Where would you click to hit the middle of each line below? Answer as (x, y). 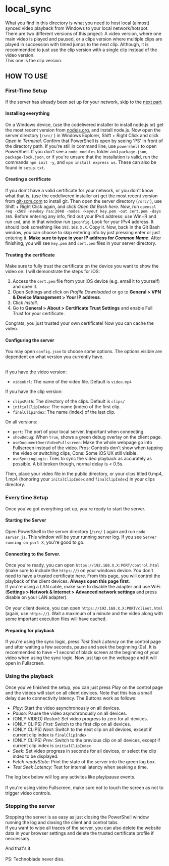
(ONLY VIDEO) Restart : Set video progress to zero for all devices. (80, 718)
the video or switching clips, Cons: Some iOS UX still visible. (75, 453)
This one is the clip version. (34, 60)
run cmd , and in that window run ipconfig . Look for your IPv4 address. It (79, 222)
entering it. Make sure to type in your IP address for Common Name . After (83, 238)
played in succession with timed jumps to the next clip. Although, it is (77, 44)
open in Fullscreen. (25, 663)
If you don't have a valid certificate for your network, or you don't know (79, 191)
